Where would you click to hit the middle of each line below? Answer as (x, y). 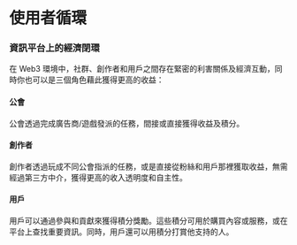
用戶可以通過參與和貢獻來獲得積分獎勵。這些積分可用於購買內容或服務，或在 (148, 221)
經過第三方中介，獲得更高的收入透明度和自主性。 (98, 177)
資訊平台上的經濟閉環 (54, 48)
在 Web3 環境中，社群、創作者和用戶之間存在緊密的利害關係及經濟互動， (142, 69)
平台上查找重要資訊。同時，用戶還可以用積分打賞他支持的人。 (122, 232)
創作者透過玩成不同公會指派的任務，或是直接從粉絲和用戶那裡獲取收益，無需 (148, 166)
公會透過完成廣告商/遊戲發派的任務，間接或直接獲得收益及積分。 (127, 123)
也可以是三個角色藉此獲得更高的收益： (94, 80)
